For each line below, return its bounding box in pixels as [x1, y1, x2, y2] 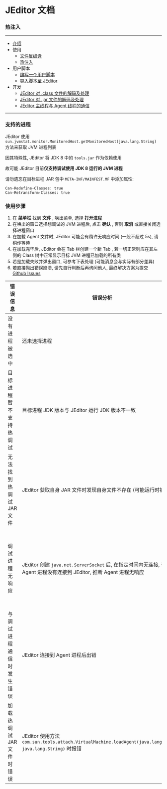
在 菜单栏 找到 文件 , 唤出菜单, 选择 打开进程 [12, 215, 102, 221]
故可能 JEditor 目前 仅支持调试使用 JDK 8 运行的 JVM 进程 [5, 165, 123, 171]
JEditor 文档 [5, 4, 55, 16]
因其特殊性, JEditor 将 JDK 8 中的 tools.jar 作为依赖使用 [5, 155, 122, 160]
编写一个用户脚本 [19, 72, 55, 78]
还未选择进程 [22, 337, 52, 344]
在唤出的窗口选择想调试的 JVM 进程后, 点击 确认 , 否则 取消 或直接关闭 [12, 221, 157, 227]
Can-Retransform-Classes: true [5, 190, 70, 195]
